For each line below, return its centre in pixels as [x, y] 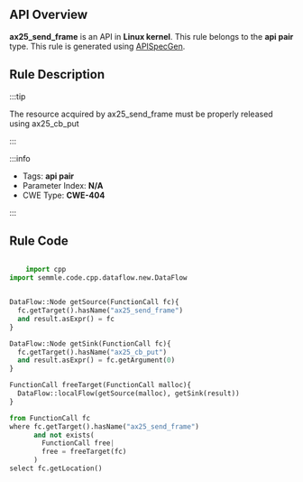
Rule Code [39, 241]
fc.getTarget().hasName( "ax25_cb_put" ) [92, 352]
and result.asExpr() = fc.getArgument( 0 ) [96, 360]
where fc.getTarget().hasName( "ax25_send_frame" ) [105, 426]
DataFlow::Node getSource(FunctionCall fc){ [94, 302]
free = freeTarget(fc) [84, 452]
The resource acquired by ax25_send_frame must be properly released [141, 114]
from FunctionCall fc [50, 418]
